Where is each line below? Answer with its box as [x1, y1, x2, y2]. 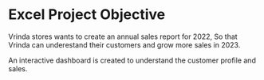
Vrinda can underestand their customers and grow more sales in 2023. [8, 40, 241, 49]
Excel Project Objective [8, 6, 166, 24]
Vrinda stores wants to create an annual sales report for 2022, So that [8, 32, 238, 41]
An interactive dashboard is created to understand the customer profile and [8, 55, 257, 65]
